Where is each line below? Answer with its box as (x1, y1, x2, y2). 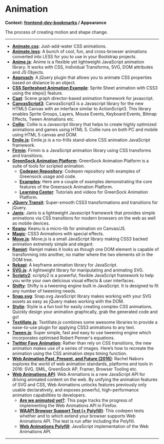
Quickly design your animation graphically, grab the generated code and (12, 309, 158, 315)
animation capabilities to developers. (12, 392, 86, 398)
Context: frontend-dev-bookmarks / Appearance (5, 20, 106, 25)
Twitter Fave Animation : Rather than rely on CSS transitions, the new (12, 340, 152, 346)
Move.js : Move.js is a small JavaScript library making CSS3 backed (12, 236, 148, 242)
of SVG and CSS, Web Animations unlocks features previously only (12, 381, 147, 388)
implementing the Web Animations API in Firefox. (19, 402, 118, 408)
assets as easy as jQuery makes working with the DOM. (12, 298, 124, 304)
